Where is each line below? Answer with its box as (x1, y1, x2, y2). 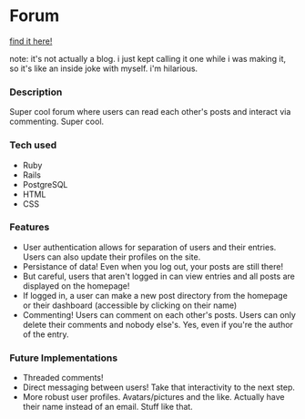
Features (9, 220, 50, 233)
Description (9, 86, 63, 98)
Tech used (9, 138, 57, 151)
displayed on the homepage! (22, 280, 130, 291)
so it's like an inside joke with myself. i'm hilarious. (9, 63, 198, 74)
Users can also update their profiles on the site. (22, 251, 201, 262)
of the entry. (22, 329, 70, 340)
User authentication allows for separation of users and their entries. (22, 241, 277, 252)
